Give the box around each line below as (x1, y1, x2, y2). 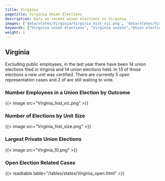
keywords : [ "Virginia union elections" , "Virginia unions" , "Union (5, 26, 144, 30)
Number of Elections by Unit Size (5, 112, 85, 119)
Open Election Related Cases (5, 159, 76, 166)
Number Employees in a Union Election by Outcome (5, 89, 131, 96)
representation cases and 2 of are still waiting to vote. (5, 77, 114, 82)
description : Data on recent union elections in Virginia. (5, 16, 129, 21)
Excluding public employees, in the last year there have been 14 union (5, 61, 146, 67)
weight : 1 (5, 30, 26, 35)
